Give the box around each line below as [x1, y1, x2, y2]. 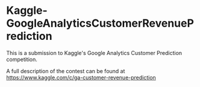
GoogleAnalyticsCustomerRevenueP [6, 16, 195, 30]
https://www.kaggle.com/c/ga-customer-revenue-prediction [6, 74, 157, 81]
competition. [6, 56, 38, 63]
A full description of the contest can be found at [6, 67, 125, 74]
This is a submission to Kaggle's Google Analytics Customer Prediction [6, 49, 183, 56]
